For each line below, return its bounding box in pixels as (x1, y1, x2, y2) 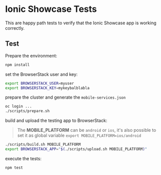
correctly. (5, 25, 25, 31)
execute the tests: (5, 155, 42, 162)
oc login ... (5, 104, 32, 109)
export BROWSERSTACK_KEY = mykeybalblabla (5, 85, 90, 90)
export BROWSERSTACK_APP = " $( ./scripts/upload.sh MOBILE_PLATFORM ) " (5, 147, 148, 152)
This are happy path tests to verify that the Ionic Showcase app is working (5, 20, 157, 26)
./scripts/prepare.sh (5, 109, 50, 114)
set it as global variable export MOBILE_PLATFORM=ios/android (17, 132, 142, 138)
